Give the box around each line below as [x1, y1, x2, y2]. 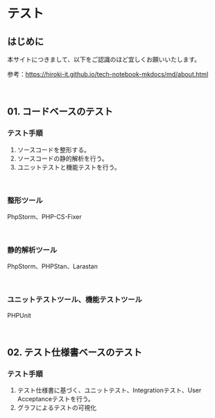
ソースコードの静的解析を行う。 [17, 154, 109, 163]
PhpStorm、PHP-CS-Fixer [7, 212, 82, 220]
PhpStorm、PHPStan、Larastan [7, 262, 98, 271]
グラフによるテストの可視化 [17, 403, 97, 412]
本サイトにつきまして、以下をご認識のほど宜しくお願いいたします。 [7, 56, 201, 63]
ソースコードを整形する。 [17, 145, 91, 154]
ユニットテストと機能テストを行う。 [17, 163, 121, 171]
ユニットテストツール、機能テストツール [7, 295, 142, 305]
